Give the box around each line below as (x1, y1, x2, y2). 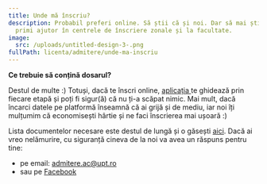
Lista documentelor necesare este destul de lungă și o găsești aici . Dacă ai (8, 126, 253, 136)
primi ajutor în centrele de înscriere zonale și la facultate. (15, 26, 233, 34)
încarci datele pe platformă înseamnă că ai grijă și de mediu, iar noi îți (8, 102, 235, 112)
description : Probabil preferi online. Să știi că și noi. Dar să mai (8, 19, 247, 27)
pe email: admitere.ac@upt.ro (19, 159, 117, 167)
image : (8, 33, 30, 42)
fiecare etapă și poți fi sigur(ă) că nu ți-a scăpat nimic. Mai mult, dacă (8, 94, 236, 103)
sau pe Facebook (19, 167, 77, 176)
